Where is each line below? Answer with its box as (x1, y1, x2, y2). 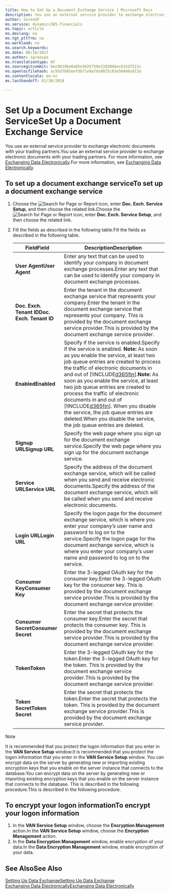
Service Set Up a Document (5, 115, 121, 127)
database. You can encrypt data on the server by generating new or (5, 770, 145, 776)
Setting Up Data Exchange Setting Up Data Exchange (5, 878, 115, 884)
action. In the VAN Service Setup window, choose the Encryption (12, 828, 149, 834)
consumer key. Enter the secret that (64, 615, 148, 622)
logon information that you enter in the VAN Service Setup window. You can (5, 754, 164, 760)
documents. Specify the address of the (64, 482, 155, 489)
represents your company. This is (64, 312, 144, 319)
